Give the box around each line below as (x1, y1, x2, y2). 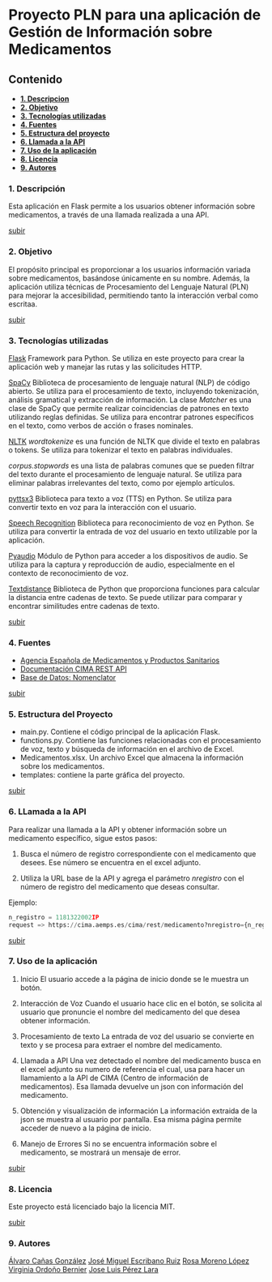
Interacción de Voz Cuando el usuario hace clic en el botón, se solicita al (19, 998, 263, 1008)
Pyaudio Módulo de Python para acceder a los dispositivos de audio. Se (8, 551, 249, 560)
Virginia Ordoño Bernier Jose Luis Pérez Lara (8, 1265, 159, 1275)
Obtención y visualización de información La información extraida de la (19, 1105, 257, 1116)
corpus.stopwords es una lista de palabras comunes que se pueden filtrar (8, 461, 255, 470)
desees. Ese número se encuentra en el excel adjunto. (19, 857, 201, 867)
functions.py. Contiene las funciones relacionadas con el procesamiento (19, 735, 261, 745)
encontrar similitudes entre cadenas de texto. (8, 601, 160, 611)
